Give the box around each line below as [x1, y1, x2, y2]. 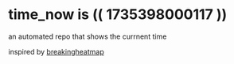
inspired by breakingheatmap [8, 47, 105, 56]
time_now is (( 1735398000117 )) [8, 6, 228, 24]
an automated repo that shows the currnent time [8, 32, 167, 41]
